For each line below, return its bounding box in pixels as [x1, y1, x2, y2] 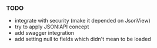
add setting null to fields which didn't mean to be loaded [14, 36, 151, 43]
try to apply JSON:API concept [14, 23, 89, 30]
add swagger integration [14, 29, 75, 36]
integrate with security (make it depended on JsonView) [14, 17, 151, 24]
